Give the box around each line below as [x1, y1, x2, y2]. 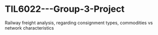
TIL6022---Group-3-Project [5, 3, 125, 15]
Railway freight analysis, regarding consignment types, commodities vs [5, 20, 153, 26]
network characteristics [5, 25, 54, 31]
